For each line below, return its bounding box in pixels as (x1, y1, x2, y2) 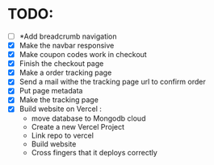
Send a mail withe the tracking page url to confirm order (19, 77, 207, 87)
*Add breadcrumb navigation (19, 31, 118, 41)
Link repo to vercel (31, 130, 94, 140)
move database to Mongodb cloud (31, 113, 146, 123)
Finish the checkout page (19, 59, 104, 68)
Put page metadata (19, 86, 83, 96)
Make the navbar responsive (19, 41, 115, 50)
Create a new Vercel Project (31, 122, 125, 131)
